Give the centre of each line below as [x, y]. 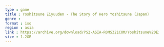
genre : [13, 19]
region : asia [20, 28]
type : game [17, 10]
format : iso [18, 23]
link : [12, 32]
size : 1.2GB [18, 37]
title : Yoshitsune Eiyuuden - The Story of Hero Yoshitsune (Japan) [77, 14]
